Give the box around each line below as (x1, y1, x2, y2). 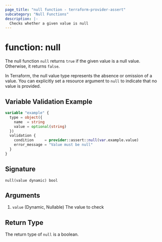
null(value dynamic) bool (5, 178, 58, 183)
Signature (5, 165, 36, 173)
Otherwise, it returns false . (5, 63, 60, 69)
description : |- (5, 16, 38, 21)
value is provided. (5, 83, 41, 89)
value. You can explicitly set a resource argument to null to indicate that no (5, 78, 158, 84)
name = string (14, 120, 45, 124)
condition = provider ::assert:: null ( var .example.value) (14, 138, 139, 143)
